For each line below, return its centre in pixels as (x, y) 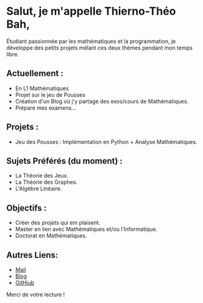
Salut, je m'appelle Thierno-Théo (91, 11)
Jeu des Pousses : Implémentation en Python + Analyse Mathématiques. (106, 141)
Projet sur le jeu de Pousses (50, 95)
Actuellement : (35, 74)
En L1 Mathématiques (42, 88)
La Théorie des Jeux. (42, 176)
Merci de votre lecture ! (36, 294)
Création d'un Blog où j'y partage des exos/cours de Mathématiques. (102, 101)
